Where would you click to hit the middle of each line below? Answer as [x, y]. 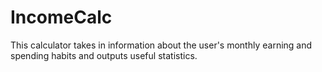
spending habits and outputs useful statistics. [104, 55]
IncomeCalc [61, 17]
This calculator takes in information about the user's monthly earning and [161, 45]
